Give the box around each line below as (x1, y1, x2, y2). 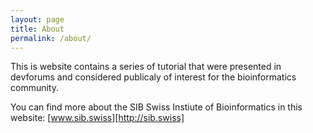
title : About (10, 24, 65, 34)
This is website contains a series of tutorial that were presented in (10, 61, 282, 73)
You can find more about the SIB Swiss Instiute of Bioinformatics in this (10, 101, 303, 113)
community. (10, 82, 59, 94)
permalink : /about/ (10, 33, 92, 43)
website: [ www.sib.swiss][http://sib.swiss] (10, 112, 185, 124)
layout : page (10, 14, 65, 25)
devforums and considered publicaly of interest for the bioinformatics (10, 71, 297, 83)
